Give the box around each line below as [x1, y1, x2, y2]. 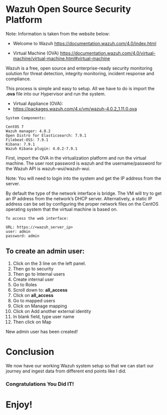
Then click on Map [12, 319, 51, 325]
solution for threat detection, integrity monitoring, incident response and [5, 70, 154, 76]
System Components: [5, 115, 46, 121]
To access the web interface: [5, 216, 69, 221]
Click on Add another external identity [12, 308, 91, 314]
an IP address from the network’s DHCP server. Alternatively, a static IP [5, 195, 152, 201]
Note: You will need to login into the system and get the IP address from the [5, 175, 161, 181]
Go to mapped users [12, 297, 55, 303]
